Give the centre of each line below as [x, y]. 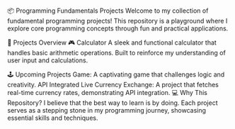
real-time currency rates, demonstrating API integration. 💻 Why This [107, 92]
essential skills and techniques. [53, 118]
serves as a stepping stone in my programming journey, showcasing [107, 110]
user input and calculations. [48, 60]
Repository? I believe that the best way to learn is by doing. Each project [113, 103]
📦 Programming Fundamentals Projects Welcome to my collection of [108, 11]
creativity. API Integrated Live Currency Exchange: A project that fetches [113, 85]
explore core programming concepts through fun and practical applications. [118, 28]
